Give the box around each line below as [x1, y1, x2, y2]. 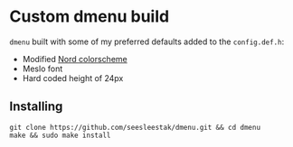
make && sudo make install [9, 131, 111, 140]
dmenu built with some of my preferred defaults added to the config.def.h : [9, 36, 285, 47]
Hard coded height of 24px [22, 72, 124, 83]
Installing [9, 99, 63, 115]
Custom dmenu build [9, 6, 170, 27]
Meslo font [22, 63, 63, 74]
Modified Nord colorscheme [22, 53, 128, 64]
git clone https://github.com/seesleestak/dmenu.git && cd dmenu [9, 123, 260, 132]
